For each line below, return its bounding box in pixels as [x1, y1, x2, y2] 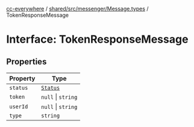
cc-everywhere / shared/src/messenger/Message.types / [6, 5, 149, 12]
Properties [6, 57, 47, 67]
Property [9, 75, 36, 82]
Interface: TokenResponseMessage [6, 33, 189, 46]
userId [9, 104, 28, 110]
